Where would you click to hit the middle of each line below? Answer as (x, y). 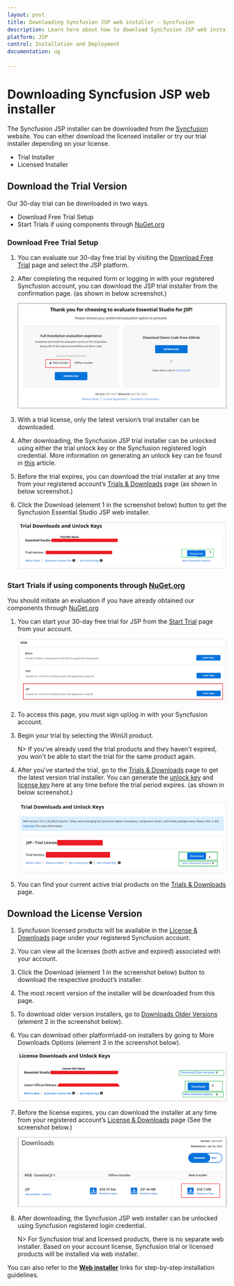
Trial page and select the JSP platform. (73, 265)
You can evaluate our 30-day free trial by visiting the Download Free (115, 257)
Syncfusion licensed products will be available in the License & (107, 930)
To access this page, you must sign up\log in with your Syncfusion (112, 715)
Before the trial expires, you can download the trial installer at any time (118, 476)
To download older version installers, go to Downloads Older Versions (117, 1014)
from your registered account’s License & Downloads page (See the (114, 1120)
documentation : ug (34, 52)
